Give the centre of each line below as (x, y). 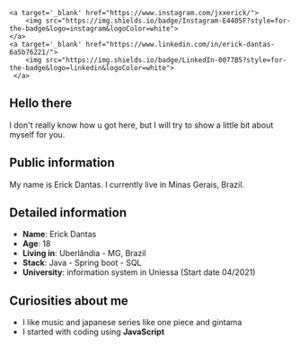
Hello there (41, 103)
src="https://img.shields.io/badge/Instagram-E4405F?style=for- (168, 21)
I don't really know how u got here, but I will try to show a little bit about (141, 125)
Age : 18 (36, 244)
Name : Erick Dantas (59, 235)
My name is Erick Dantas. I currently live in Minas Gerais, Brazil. (127, 184)
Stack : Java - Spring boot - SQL (82, 263)
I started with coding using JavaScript (93, 332)
